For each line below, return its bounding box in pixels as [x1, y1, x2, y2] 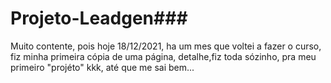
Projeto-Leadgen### [10, 7, 188, 30]
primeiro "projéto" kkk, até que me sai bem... [10, 61, 195, 73]
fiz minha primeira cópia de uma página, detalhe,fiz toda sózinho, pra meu [10, 50, 317, 62]
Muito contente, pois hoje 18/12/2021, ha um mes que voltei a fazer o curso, [10, 40, 322, 52]
